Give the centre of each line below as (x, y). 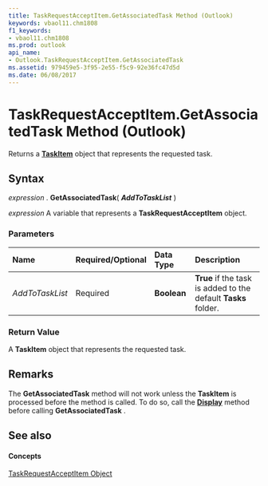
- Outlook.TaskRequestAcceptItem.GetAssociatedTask (96, 61)
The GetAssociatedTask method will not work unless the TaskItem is (122, 393)
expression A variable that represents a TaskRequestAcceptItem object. (128, 213)
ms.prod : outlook (37, 45)
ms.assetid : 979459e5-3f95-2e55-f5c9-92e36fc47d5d (94, 68)
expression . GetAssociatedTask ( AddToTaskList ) (93, 198)
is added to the (223, 288)
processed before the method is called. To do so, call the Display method (129, 402)
